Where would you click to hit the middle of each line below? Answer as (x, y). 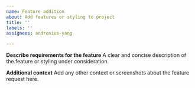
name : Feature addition (35, 11)
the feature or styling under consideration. (58, 62)
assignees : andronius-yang (39, 33)
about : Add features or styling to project (61, 17)
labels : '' (19, 28)
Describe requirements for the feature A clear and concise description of (96, 55)
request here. (22, 79)
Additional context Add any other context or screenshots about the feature (98, 73)
